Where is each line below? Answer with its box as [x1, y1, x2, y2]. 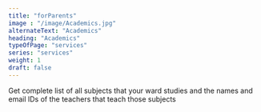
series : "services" [8, 49, 74, 57]
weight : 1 [8, 57, 42, 65]
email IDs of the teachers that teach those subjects [8, 94, 176, 104]
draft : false [8, 64, 52, 72]
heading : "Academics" [8, 34, 81, 42]
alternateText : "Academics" [8, 26, 102, 34]
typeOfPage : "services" [8, 42, 88, 50]
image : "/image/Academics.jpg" [8, 19, 116, 27]
